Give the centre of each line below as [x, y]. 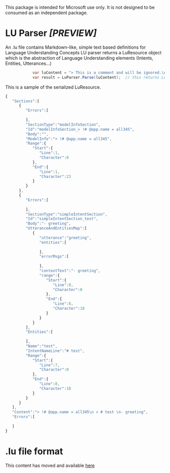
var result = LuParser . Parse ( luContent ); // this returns [96, 77]
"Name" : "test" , [41, 346]
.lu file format [34, 451]
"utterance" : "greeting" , [66, 238]
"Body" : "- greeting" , [48, 224]
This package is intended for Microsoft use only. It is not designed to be [80, 7]
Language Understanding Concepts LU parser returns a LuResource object [83, 52]
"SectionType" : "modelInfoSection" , [63, 124]
